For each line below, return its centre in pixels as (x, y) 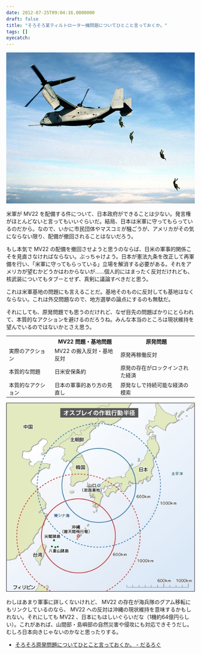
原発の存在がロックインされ (155, 368)
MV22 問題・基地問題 (85, 341)
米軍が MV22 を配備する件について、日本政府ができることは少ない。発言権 (99, 214)
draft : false (22, 19)
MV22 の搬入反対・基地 (84, 351)
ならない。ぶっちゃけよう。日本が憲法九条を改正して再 (121, 257)
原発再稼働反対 (139, 355)
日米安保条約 (71, 372)
